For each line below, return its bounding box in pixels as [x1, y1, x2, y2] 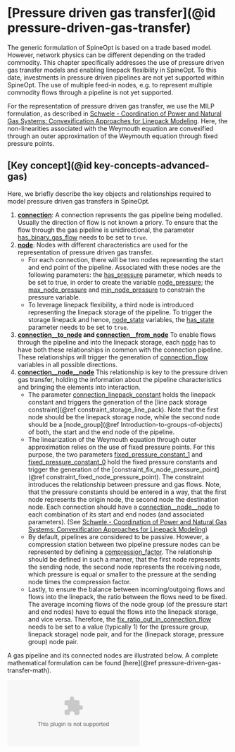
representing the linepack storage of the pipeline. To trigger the [27, 308, 212, 316]
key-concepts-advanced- [94, 160, 210, 172]
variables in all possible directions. [17, 360, 118, 369]
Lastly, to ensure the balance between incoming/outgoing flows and [27, 585, 225, 593]
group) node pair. [27, 637, 79, 646]
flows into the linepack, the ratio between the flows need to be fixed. [27, 592, 227, 600]
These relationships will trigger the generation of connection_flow [17, 352, 208, 361]
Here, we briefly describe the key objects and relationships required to [7, 189, 212, 198]
